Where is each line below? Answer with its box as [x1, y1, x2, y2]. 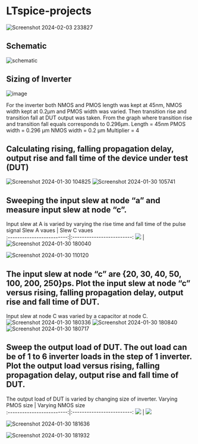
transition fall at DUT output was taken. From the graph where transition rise [6, 114, 192, 121]
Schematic [6, 41, 47, 51]
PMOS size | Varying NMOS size [6, 401, 85, 408]
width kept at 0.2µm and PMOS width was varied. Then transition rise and [6, 108, 187, 115]
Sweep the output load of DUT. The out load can [6, 342, 187, 352]
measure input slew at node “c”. [6, 204, 127, 215]
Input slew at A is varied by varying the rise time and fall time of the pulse [6, 221, 186, 228]
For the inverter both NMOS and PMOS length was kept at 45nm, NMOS [6, 101, 183, 108]
